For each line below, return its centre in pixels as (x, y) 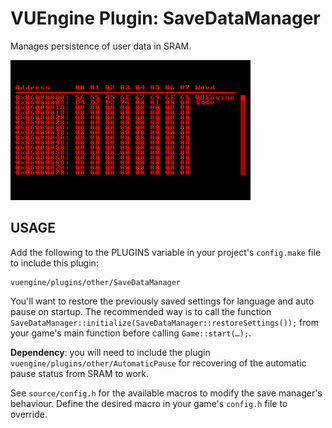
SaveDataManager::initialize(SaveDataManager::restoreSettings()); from (164, 322)
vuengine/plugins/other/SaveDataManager (96, 282)
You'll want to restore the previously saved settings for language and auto (162, 301)
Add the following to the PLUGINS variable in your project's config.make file (166, 252)
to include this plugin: (54, 263)
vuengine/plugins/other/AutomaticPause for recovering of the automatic (158, 363)
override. (29, 414)
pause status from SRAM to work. (80, 373)
